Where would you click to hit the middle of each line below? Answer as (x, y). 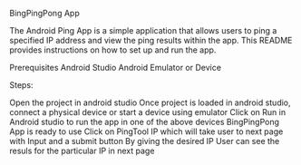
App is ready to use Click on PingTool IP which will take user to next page (146, 131)
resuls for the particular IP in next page (82, 150)
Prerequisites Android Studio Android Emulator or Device (116, 68)
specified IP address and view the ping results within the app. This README (151, 40)
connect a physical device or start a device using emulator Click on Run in (148, 112)
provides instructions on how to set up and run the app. (113, 50)
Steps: (21, 85)
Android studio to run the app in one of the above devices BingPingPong (144, 122)
